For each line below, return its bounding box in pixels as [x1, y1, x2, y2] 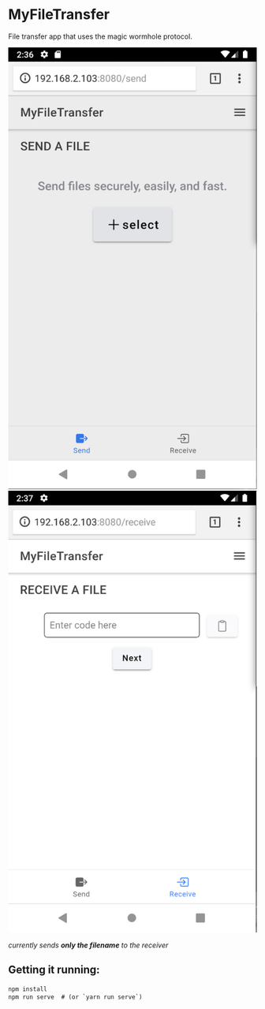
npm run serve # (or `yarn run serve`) [8, 992, 144, 1001]
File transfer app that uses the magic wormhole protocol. [8, 32, 193, 41]
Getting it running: [8, 963, 100, 977]
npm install [8, 985, 47, 993]
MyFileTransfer [8, 6, 110, 24]
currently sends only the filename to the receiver [8, 940, 169, 950]
